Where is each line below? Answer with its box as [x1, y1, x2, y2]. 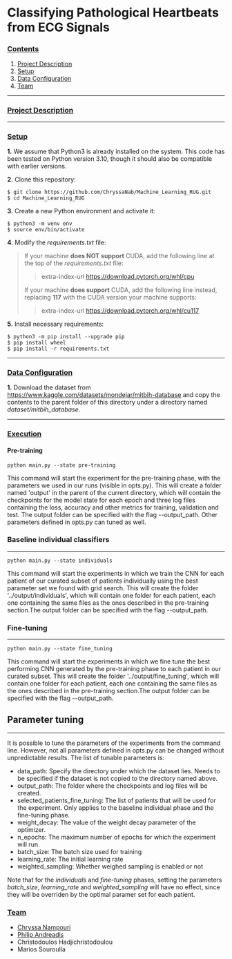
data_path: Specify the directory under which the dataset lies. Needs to [17, 766, 221, 775]
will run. [17, 840, 40, 849]
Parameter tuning [7, 714, 84, 726]
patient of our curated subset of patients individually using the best [7, 577, 198, 585]
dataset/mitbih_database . [7, 405, 81, 414]
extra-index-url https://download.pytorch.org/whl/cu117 [41, 307, 200, 315]
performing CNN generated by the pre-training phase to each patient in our [7, 665, 222, 673]
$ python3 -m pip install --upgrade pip [7, 333, 126, 340]
